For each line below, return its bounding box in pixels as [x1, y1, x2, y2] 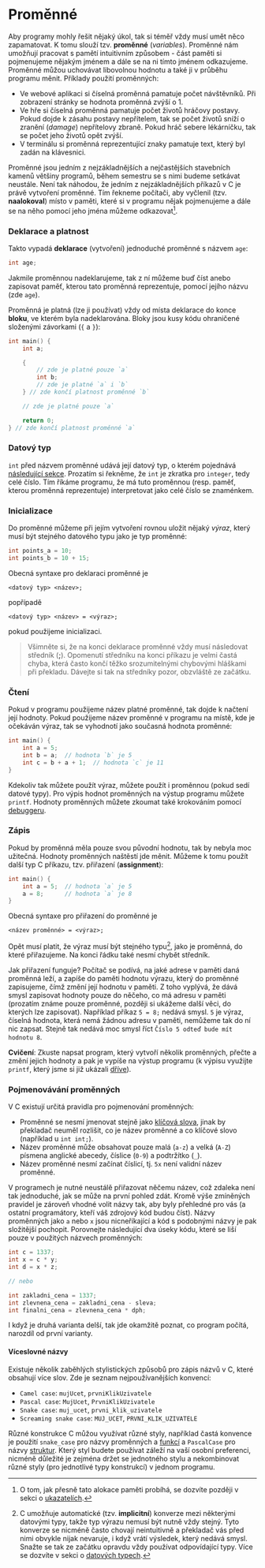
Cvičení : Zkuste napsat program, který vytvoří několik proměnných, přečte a [8, 1047, 257, 1057]
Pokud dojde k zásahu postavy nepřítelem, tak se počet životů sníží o [19, 114, 245, 123]
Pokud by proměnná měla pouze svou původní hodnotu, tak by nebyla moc [8, 842, 252, 853]
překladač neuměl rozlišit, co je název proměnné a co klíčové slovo [19, 1126, 237, 1135]
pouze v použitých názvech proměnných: [8, 1233, 144, 1243]
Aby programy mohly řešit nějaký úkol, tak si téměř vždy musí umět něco [8, 32, 244, 41]
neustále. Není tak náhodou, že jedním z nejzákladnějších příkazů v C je [8, 179, 242, 189]
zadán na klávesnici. [19, 147, 87, 157]
